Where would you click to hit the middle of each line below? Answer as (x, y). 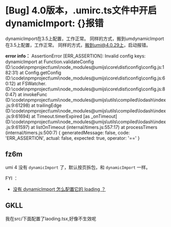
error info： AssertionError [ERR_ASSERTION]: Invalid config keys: (76, 56)
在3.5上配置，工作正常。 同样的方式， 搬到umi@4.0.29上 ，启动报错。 (78, 45)
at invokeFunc (33, 94)
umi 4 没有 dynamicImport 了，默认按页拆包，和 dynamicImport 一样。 (78, 167)
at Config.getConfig (40, 72)
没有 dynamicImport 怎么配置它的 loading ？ (59, 189)
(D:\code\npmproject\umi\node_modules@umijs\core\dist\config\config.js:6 (85, 78)
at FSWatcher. (32, 83)
